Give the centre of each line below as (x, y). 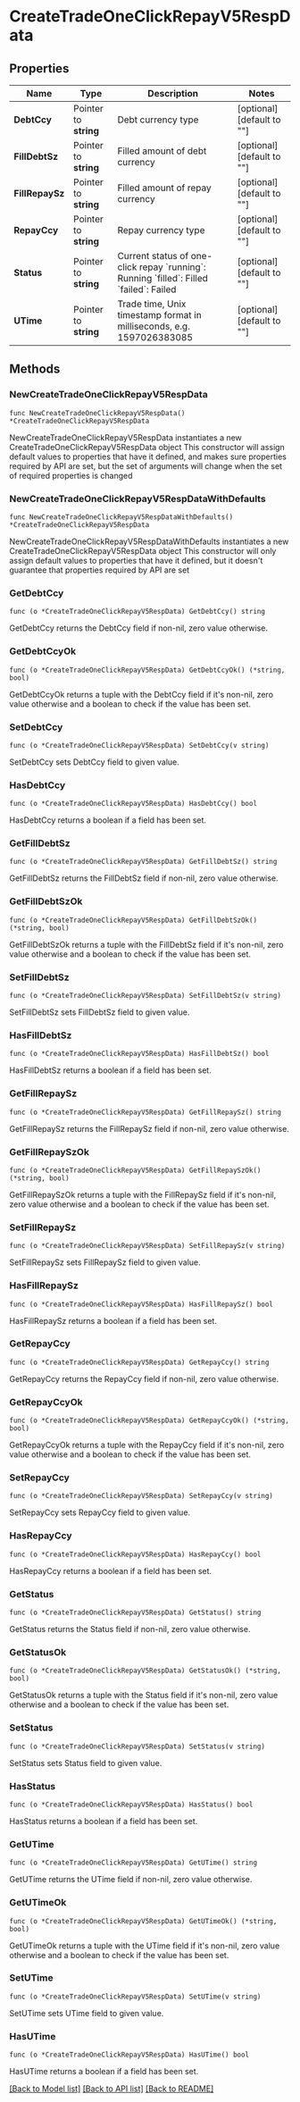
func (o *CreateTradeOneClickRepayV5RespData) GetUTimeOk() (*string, (143, 1921)
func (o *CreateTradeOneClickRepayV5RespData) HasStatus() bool (131, 1805)
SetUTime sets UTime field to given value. (87, 2013)
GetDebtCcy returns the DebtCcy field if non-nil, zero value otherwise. (138, 628)
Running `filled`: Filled (162, 278)
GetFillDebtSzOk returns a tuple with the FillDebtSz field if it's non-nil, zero (146, 944)
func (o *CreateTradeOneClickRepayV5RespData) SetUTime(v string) (135, 1997)
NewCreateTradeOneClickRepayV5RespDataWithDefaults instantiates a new (149, 541)
